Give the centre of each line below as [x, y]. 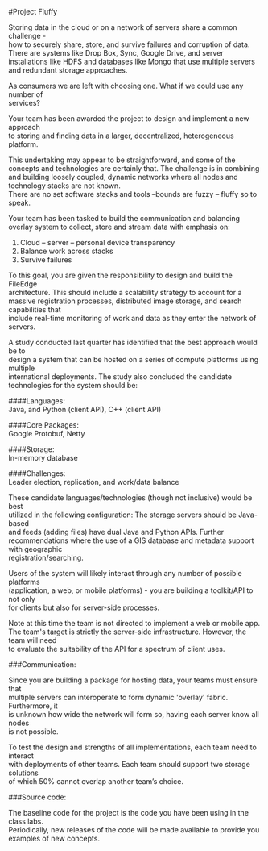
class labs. [26, 821]
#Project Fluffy [33, 12]
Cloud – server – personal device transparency [97, 242]
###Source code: [37, 797]
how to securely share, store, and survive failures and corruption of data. [129, 44]
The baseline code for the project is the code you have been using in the [129, 813]
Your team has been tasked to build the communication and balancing [124, 218]
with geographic [35, 549]
